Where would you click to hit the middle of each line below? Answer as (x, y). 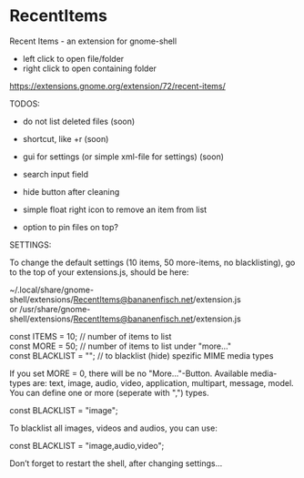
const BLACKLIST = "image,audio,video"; (87, 445)
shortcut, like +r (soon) (66, 138)
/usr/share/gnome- (55, 309)
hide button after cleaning (71, 191)
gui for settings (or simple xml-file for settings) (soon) (123, 157)
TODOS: (25, 103)
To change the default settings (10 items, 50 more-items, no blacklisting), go (152, 262)
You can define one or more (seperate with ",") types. (109, 392)
